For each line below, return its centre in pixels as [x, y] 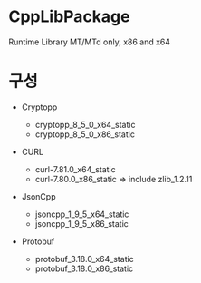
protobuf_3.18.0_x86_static [84, 268]
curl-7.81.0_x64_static [76, 169]
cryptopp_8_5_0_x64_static [85, 124]
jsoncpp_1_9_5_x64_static [82, 214]
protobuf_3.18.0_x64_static [85, 259]
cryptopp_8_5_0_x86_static [85, 134]
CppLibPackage [69, 17]
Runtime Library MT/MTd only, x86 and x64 [90, 42]
